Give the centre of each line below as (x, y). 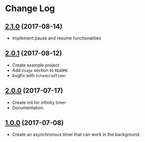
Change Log (30, 9)
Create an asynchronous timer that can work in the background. (76, 135)
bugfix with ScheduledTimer (39, 75)
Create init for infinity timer (39, 102)
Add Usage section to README (40, 70)
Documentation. (28, 107)
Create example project (36, 65)
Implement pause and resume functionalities (56, 38)
